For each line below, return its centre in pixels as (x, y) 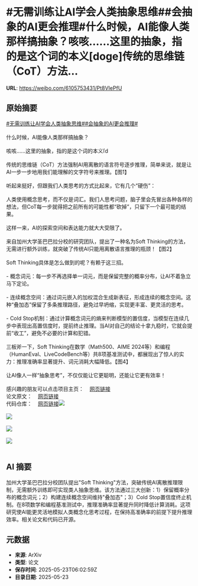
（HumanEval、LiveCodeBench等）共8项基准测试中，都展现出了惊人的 (92, 354)
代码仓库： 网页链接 (33, 403)
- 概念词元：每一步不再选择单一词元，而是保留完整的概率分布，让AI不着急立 (98, 276)
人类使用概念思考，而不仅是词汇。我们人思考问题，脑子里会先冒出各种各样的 (99, 199)
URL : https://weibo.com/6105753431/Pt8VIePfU (64, 88)
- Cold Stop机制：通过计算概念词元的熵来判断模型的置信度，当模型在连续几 (98, 318)
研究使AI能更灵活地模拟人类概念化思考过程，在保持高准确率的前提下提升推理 (99, 511)
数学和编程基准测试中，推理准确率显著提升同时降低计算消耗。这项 (110, 504)
